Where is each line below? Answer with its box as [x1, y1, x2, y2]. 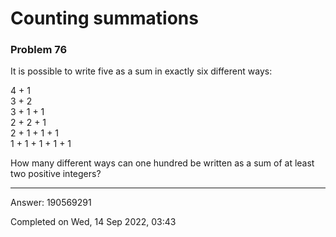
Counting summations [10, 7, 199, 30]
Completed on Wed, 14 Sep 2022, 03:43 [10, 216, 177, 228]
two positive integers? [10, 168, 102, 180]
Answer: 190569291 [10, 197, 92, 209]
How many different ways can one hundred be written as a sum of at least [10, 157, 315, 169]
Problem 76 [10, 43, 68, 57]
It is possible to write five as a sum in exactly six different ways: [10, 65, 273, 77]
